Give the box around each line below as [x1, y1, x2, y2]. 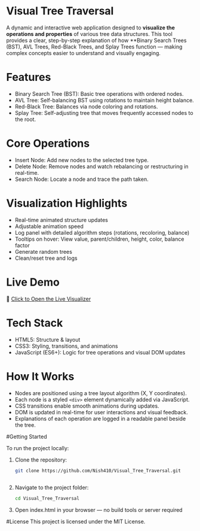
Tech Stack [6, 316, 63, 330]
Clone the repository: [14, 456, 67, 463]
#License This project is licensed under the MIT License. [6, 518, 146, 525]
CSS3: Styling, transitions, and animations [14, 342, 118, 350]
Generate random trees [14, 248, 73, 255]
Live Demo [6, 275, 60, 289]
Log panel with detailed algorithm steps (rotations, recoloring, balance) [14, 229, 190, 236]
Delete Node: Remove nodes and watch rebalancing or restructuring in [14, 163, 189, 170]
